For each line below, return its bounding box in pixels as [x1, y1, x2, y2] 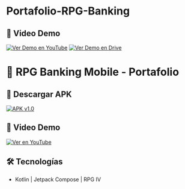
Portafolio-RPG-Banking [6, 4, 130, 18]
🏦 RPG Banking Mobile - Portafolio [6, 65, 179, 79]
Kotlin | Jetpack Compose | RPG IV [14, 176, 101, 183]
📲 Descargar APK [6, 89, 72, 99]
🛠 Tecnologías [6, 156, 63, 167]
